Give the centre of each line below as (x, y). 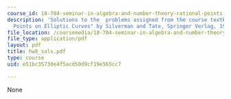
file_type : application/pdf (47, 39)
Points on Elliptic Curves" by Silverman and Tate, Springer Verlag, (115, 26)
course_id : (23, 13)
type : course (26, 58)
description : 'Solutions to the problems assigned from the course (107, 20)
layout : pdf (24, 45)
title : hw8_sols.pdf (37, 52)
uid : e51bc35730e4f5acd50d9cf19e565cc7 (64, 64)
